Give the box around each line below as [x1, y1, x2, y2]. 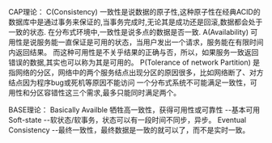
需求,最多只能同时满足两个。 [86, 88, 181, 97]
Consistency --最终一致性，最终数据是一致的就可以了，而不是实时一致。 [8, 125, 250, 135]
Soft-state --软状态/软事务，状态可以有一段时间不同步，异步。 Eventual [8, 116, 247, 124]
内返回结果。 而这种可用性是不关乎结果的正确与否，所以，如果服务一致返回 [8, 48, 259, 57]
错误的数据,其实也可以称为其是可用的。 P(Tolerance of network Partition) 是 [8, 57, 261, 67]
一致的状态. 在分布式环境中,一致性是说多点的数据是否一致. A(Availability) [8, 27, 249, 36]
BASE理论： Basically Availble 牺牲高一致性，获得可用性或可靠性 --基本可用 [8, 105, 261, 115]
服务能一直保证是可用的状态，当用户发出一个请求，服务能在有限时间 [36, 37, 264, 47]
